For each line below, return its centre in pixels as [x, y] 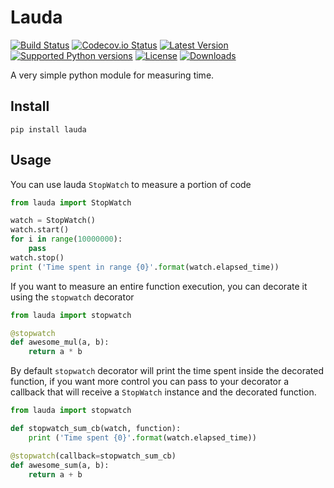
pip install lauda [48, 129]
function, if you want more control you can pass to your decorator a [150, 382]
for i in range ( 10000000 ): [66, 239]
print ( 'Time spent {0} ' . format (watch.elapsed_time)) [142, 437]
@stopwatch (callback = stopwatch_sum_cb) [93, 456]
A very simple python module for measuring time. [112, 75]
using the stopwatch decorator [72, 297]
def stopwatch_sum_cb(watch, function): [96, 429]
